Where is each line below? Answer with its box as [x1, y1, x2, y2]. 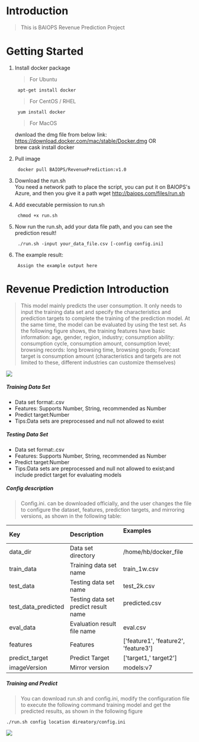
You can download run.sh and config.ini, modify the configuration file [20, 695, 190, 702]
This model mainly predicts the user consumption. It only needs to [20, 302, 182, 309]
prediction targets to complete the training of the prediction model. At [20, 315, 191, 322]
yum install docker [17, 109, 66, 115]
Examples [123, 527, 152, 535]
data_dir [9, 547, 32, 556]
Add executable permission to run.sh [14, 201, 105, 208]
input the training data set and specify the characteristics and [20, 308, 171, 315]
